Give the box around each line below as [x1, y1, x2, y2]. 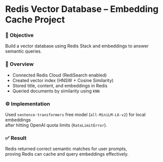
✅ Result [5, 135, 27, 141]
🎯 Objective [5, 32, 34, 39]
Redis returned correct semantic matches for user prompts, [5, 146, 127, 152]
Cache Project [5, 14, 65, 25]
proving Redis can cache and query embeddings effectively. [5, 151, 129, 157]
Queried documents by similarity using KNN [12, 88, 100, 94]
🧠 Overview [5, 61, 34, 68]
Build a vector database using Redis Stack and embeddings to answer [5, 43, 149, 49]
